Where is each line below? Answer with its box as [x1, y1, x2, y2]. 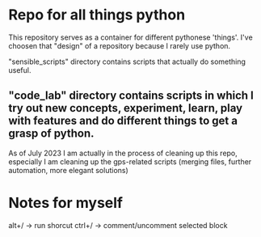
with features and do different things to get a [8, 114, 238, 128]
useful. [8, 65, 32, 74]
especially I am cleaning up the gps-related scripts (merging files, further [8, 156, 252, 167]
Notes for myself [8, 193, 124, 212]
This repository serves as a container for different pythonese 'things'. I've [8, 32, 253, 42]
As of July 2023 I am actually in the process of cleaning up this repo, [8, 148, 238, 158]
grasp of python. [8, 127, 95, 141]
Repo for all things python [8, 6, 186, 24]
